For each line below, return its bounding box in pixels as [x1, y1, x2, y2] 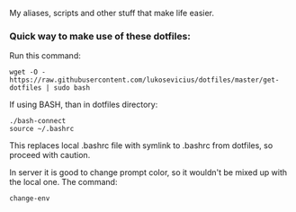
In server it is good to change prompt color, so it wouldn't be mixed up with [9, 167, 288, 178]
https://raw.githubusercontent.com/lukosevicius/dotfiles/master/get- [9, 75, 280, 84]
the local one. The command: [9, 177, 118, 188]
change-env [9, 194, 50, 203]
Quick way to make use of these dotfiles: [9, 30, 191, 42]
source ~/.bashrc [9, 125, 75, 134]
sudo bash [53, 84, 91, 93]
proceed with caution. [9, 150, 91, 161]
